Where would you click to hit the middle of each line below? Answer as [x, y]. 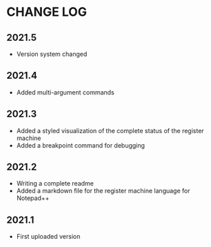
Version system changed [52, 54]
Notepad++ [33, 198]
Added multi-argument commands [65, 92]
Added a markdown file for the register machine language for [103, 191]
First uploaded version [48, 237]
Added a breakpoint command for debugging [81, 145]
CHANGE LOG [47, 12]
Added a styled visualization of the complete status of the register [110, 130]
